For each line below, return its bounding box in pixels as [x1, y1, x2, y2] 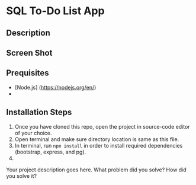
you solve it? [6, 172, 37, 179]
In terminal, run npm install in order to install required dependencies [14, 142, 183, 149]
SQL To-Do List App [6, 4, 105, 18]
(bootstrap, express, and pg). [14, 148, 86, 155]
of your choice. [14, 129, 52, 136]
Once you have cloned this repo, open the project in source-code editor [14, 123, 191, 130]
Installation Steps [6, 107, 72, 117]
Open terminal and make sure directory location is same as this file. [14, 135, 179, 143]
